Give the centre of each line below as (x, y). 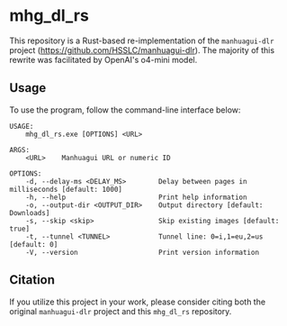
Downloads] (30, 213)
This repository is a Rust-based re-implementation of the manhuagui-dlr (142, 41)
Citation (32, 280)
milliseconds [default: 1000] (66, 189)
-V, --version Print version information (142, 252)
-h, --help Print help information (136, 197)
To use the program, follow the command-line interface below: (125, 110)
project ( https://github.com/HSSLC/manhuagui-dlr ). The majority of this (142, 50)
